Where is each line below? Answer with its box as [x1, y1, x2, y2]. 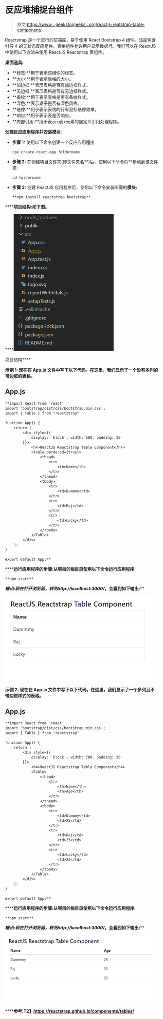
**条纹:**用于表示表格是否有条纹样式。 [12, 94, 91, 100]
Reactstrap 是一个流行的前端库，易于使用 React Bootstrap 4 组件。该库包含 [5, 37, 156, 43]
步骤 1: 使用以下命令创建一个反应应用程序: [12, 139, 96, 145]
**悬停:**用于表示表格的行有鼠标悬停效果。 [12, 106, 99, 112]
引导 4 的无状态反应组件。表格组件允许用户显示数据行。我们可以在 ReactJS [5, 43, 156, 49]
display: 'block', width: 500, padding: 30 [31, 435, 121, 440]
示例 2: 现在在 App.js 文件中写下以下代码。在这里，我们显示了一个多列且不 [5, 687, 155, 693]
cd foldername [12, 175, 41, 180]
